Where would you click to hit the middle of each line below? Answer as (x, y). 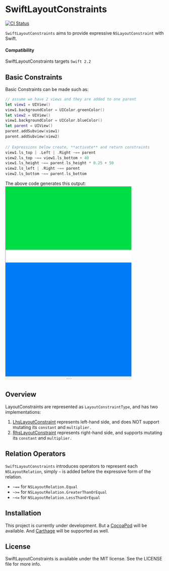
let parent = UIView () (29, 126)
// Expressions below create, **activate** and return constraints (78, 147)
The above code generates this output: (46, 183)
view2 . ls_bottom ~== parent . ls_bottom (46, 174)
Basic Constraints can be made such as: (47, 89)
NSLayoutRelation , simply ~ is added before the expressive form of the (78, 471)
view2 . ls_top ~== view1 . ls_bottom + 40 (47, 158)
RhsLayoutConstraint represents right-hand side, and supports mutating (87, 433)
